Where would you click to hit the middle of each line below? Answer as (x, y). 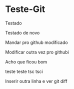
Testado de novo (22, 32)
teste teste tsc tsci (24, 71)
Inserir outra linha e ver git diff (36, 81)
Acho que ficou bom (26, 61)
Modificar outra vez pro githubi (37, 52)
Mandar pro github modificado (37, 42)
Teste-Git (25, 9)
